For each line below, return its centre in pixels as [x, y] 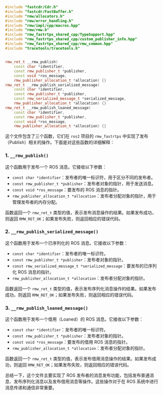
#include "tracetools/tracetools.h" [42, 48]
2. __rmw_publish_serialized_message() [52, 232]
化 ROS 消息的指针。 [33, 272]
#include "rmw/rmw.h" [27, 30]
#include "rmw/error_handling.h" [39, 21]
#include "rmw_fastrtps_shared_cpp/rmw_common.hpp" [59, 44]
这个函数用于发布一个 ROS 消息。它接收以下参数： [56, 167]
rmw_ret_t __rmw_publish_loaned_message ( [48, 108]
